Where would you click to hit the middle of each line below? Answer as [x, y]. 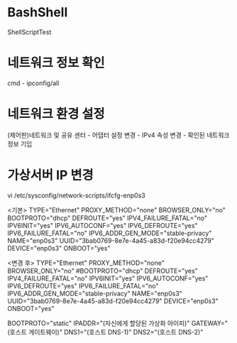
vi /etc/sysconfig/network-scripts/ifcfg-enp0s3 [76, 195]
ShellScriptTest [29, 32]
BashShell [38, 12]
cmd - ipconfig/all [33, 83]
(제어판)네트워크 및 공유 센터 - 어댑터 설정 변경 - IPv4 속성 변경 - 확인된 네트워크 [118, 135]
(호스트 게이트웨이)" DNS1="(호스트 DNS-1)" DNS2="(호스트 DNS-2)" [105, 332]
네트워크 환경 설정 [56, 114]
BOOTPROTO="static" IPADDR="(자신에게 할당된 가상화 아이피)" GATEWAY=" [118, 323]
